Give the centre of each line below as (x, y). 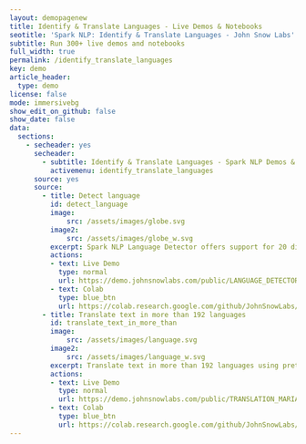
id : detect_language (89, 205)
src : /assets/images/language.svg (132, 340)
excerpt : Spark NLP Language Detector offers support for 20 (168, 247)
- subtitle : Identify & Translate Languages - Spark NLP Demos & (169, 162)
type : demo (38, 86)
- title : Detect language (92, 196)
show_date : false (42, 119)
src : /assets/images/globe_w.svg (130, 238)
